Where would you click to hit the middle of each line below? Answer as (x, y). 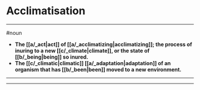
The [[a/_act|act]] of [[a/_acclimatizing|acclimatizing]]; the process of (103, 44)
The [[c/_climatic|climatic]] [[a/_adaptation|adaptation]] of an (93, 63)
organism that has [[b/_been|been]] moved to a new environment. (98, 69)
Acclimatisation (46, 11)
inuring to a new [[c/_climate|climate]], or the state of (82, 50)
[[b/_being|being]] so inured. (51, 57)
